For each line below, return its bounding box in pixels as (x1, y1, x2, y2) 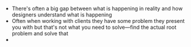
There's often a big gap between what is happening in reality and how (11, 5, 183, 12)
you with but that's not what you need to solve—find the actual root (11, 23, 177, 31)
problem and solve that (11, 30, 69, 37)
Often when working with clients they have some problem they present (11, 18, 185, 24)
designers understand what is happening (11, 11, 112, 18)
